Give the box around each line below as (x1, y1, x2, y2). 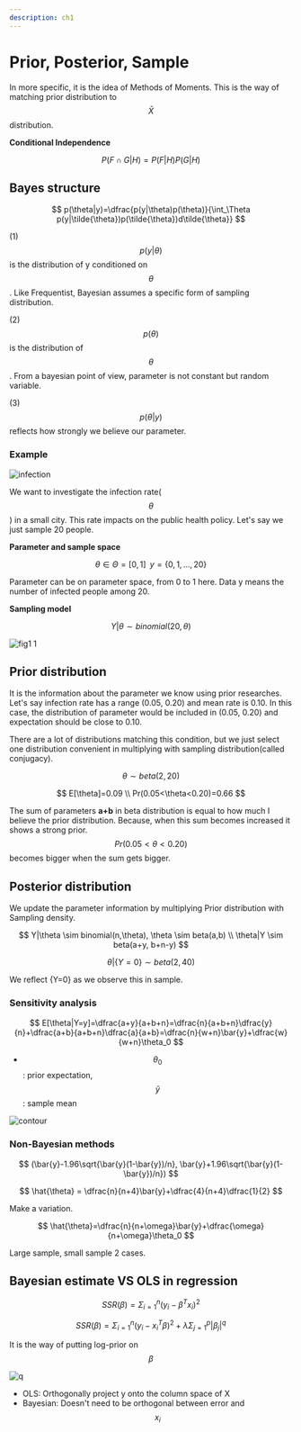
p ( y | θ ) (138, 245, 164, 257)
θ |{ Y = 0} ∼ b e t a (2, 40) (106, 957, 196, 968)
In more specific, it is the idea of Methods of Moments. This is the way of (9, 82, 280, 93)
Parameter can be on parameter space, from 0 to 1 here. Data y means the (9, 576, 285, 587)
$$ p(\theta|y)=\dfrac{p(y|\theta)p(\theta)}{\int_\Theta (51, 204, 251, 215)
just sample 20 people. (9, 524, 94, 535)
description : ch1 (9, 13, 75, 23)
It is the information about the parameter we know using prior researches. (9, 688, 282, 698)
